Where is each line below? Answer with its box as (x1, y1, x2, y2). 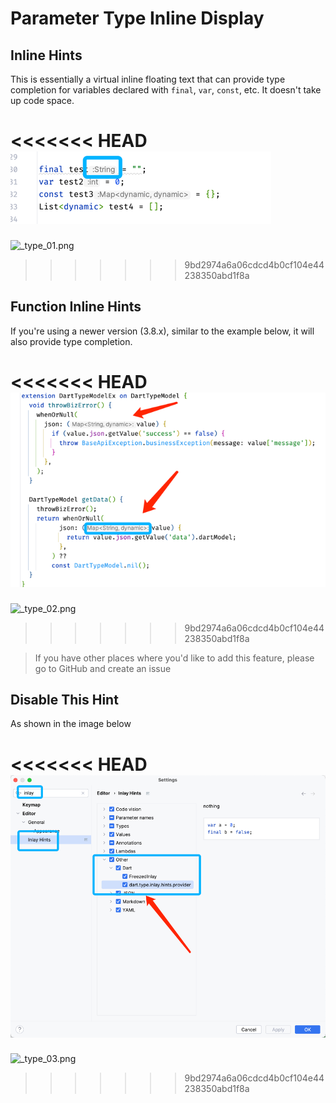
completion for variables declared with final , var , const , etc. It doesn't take (10, 84, 322, 96)
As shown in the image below (10, 718, 132, 730)
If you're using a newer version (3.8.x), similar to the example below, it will (10, 325, 315, 337)
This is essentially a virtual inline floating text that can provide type (10, 73, 286, 85)
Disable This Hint (10, 691, 119, 708)
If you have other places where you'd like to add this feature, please (34, 652, 315, 664)
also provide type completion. (10, 335, 133, 347)
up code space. (10, 95, 75, 106)
